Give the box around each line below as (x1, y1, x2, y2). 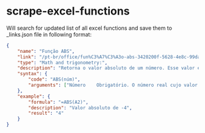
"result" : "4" (28, 111, 64, 117)
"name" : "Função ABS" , (17, 48, 75, 54)
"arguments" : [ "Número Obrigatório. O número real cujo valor (28, 82, 198, 89)
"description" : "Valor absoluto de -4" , (28, 104, 132, 111)
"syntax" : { (17, 71, 48, 77)
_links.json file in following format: (6, 30, 92, 38)
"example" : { (17, 93, 51, 100)
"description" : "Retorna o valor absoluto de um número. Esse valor (17, 65, 195, 71)
